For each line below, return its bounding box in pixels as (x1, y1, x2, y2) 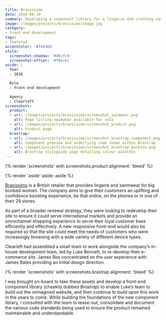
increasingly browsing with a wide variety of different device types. (5, 234, 142, 240)
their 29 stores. (5, 198, 36, 204)
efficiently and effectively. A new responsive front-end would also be (5, 223, 146, 229)
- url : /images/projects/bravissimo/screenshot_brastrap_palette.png (9, 145, 156, 150)
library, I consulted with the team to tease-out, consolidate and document (5, 300, 155, 305)
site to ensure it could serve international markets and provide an (5, 213, 137, 218)
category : (5, 26, 26, 31)
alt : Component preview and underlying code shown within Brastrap (14, 140, 156, 145)
